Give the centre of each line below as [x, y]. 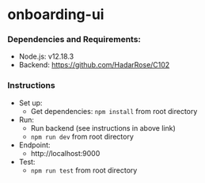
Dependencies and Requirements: [74, 40]
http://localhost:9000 [65, 153]
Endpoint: [34, 145]
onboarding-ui [56, 15]
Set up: [30, 103]
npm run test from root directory [84, 170]
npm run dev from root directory [82, 136]
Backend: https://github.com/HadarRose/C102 [94, 65]
